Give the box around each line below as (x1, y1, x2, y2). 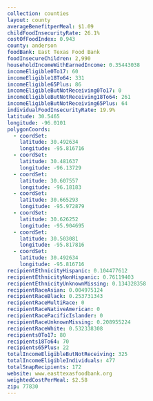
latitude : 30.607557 (19, 177, 79, 184)
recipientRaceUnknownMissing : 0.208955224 (7, 319, 131, 326)
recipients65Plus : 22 (7, 344, 70, 351)
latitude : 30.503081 (19, 235, 79, 242)
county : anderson (7, 42, 57, 49)
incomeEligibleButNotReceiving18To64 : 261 (7, 94, 131, 101)
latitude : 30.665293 (19, 196, 79, 204)
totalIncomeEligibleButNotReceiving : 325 (7, 351, 128, 358)
